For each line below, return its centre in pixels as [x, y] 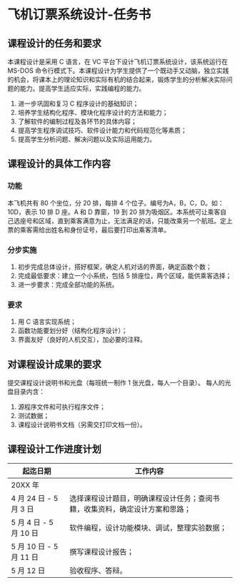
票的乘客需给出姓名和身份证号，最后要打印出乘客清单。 [89, 230]
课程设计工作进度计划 [54, 449]
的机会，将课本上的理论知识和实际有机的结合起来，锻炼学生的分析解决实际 [117, 80]
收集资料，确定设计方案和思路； [137, 509]
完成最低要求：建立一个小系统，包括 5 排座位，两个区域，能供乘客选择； [125, 275]
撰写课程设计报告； [102, 551]
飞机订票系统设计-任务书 [79, 15]
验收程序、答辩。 [98, 570]
